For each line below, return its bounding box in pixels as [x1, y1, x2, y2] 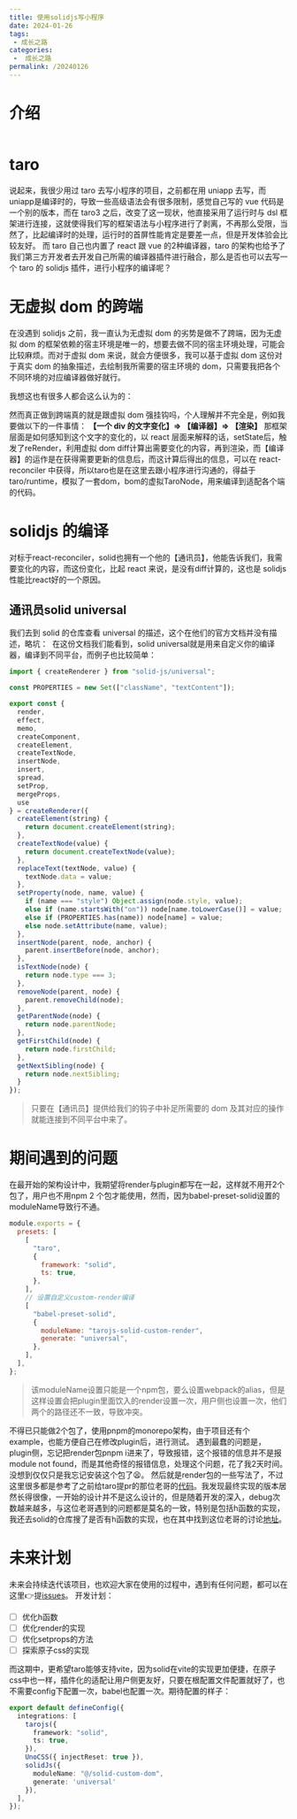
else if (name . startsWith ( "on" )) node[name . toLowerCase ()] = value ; [25, 905, 283, 914]
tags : [9, 29, 29, 38]
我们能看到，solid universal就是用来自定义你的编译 [90, 639, 276, 649]
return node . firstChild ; [25, 1045, 117, 1054]
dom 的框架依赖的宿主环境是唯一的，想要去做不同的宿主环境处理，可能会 [19, 338, 286, 349]
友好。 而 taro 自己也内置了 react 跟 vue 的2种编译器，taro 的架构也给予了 [16, 240, 286, 250]
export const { [9, 700, 65, 709]
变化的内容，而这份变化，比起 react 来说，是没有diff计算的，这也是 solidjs [16, 563, 287, 573]
